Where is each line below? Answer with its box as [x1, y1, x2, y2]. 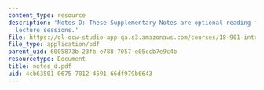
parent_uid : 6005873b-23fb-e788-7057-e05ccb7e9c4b [8, 48, 178, 56]
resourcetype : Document [8, 56, 86, 63]
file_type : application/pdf [8, 41, 101, 49]
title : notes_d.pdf [8, 63, 72, 70]
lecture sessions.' [15, 26, 79, 34]
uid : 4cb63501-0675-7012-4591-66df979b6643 [8, 70, 153, 77]
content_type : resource [8, 11, 86, 20]
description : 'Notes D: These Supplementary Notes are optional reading [8, 19, 251, 27]
